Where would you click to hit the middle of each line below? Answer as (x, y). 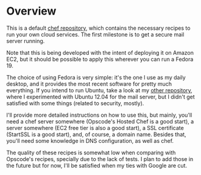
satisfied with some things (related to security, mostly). (75, 103)
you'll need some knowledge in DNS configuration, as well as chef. (90, 140)
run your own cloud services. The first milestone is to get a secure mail (95, 34)
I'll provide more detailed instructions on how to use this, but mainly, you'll (99, 115)
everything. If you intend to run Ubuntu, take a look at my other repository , (100, 90)
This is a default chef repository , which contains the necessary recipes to (98, 28)
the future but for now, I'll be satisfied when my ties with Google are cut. (97, 165)
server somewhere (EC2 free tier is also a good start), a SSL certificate (95, 128)
